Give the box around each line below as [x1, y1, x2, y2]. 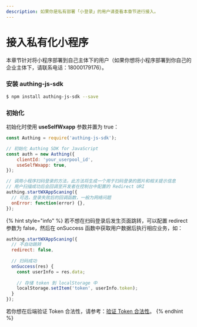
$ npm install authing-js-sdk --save [6, 94, 99, 100]
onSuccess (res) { [11, 263, 54, 269]
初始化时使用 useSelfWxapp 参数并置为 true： [6, 123, 119, 130]
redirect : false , [11, 247, 54, 253]
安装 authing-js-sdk [6, 80, 64, 88]
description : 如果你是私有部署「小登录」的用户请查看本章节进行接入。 [6, 8, 159, 15]
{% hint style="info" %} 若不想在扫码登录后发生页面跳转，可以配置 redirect [6, 217, 188, 224]
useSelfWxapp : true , [16, 162, 67, 168]
